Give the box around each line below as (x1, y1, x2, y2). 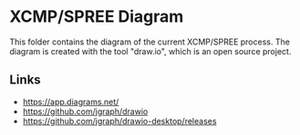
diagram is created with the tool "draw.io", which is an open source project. (9, 45, 292, 56)
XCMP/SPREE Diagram (9, 6, 184, 27)
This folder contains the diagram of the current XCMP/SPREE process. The (9, 36, 290, 47)
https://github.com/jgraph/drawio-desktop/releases (22, 115, 217, 126)
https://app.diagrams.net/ (22, 96, 119, 107)
